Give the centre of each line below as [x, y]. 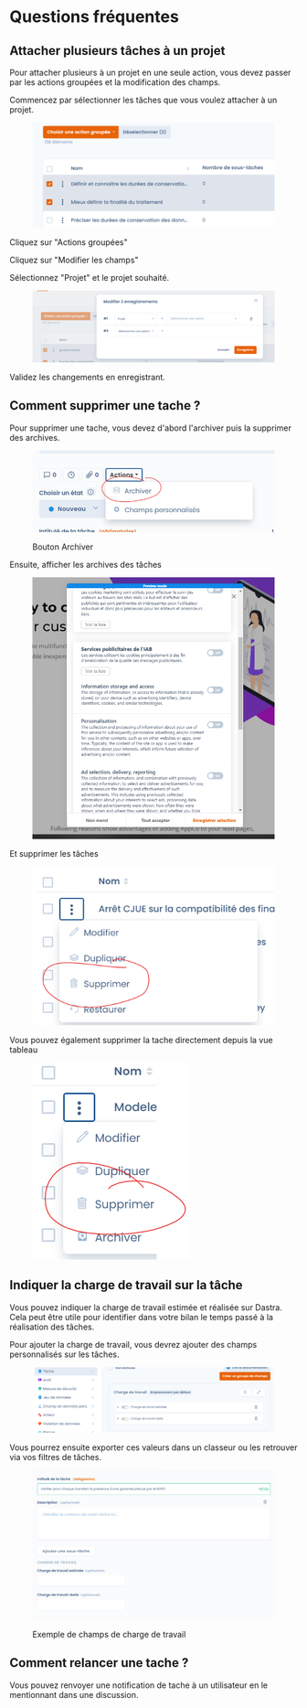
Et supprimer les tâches [54, 853]
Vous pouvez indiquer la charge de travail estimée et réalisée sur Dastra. [146, 1307]
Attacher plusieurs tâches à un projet [117, 51]
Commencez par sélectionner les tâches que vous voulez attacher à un [143, 100]
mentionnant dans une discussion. [74, 1694]
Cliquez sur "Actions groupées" [69, 242]
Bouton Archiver [63, 547]
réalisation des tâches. [52, 1327]
